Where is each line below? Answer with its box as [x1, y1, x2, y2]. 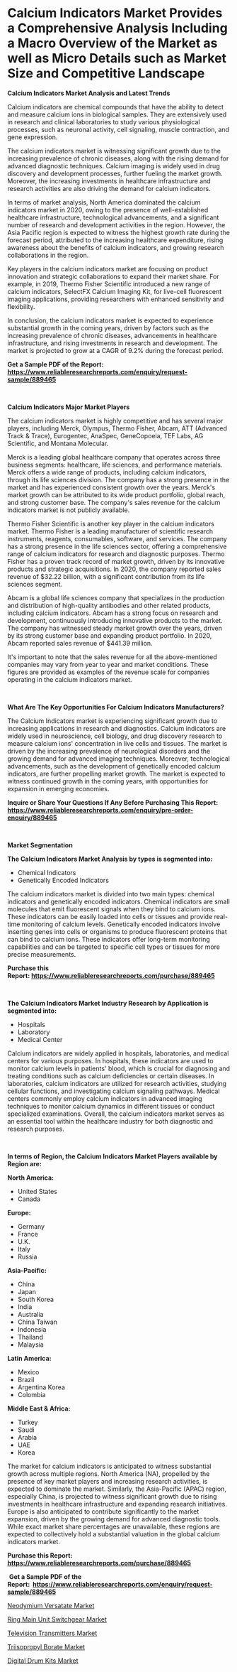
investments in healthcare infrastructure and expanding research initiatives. [7, 1499, 228, 1508]
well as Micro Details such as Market [7, 50, 227, 67]
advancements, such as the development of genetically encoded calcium [7, 761, 221, 770]
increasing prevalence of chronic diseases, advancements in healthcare [7, 331, 217, 340]
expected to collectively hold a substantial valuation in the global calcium [7, 1529, 221, 1538]
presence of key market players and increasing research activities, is [7, 1477, 208, 1485]
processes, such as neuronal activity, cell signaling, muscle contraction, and [7, 125, 230, 134]
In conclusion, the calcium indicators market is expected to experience [7, 316, 214, 325]
